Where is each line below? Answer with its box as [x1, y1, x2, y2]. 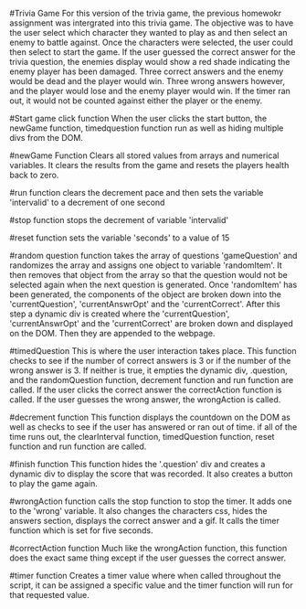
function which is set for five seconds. [9, 525, 153, 536]
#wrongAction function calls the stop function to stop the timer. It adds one [9, 496, 292, 507]
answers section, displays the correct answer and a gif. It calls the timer [9, 516, 280, 526]
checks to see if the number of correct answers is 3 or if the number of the [9, 356, 291, 366]
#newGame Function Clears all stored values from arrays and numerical [9, 150, 280, 161]
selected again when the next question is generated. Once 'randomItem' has [9, 279, 298, 290]
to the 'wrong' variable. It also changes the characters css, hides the [9, 506, 268, 516]
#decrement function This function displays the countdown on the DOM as [9, 411, 290, 422]
